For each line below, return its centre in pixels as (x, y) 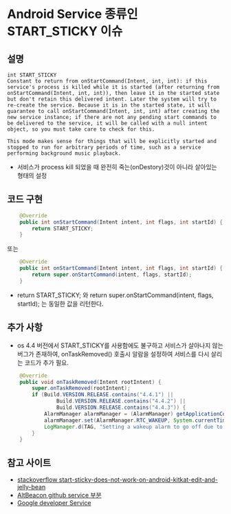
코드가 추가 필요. (46, 363)
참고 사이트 (29, 463)
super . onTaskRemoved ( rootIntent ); (81, 388)
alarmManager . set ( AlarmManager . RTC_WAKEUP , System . (119, 420)
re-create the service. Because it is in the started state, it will (109, 105)
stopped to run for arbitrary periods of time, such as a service (104, 147)
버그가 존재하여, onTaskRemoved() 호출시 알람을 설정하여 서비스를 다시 (113, 354)
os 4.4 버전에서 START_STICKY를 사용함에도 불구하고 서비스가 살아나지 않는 (120, 345)
